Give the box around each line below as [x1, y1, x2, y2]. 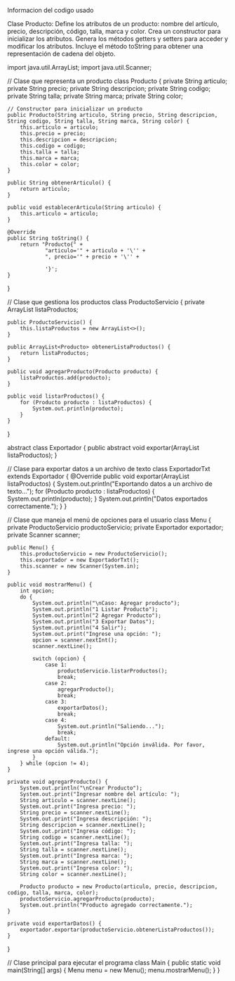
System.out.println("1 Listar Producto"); [32, 606, 159, 613]
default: [44, 735, 71, 742]
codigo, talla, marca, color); [7, 889, 99, 896]
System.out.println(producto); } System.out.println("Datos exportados [7, 494, 208, 503]
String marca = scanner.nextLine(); [20, 858, 128, 866]
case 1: [44, 661, 68, 668]
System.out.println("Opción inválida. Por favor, [57, 742, 206, 749]
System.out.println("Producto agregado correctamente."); [20, 901, 193, 908]
